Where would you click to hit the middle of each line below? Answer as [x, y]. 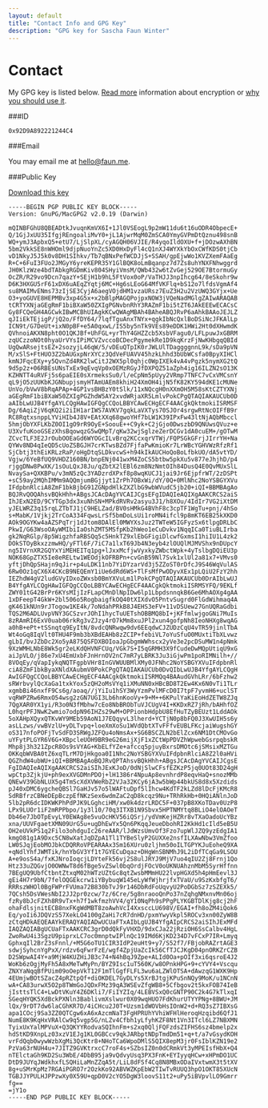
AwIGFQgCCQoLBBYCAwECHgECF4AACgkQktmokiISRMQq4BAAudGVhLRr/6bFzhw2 [123, 677]
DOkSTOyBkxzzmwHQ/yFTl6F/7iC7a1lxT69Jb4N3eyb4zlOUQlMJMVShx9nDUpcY [123, 544]
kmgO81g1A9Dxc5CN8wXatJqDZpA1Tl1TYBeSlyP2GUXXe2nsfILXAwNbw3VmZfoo [123, 838]
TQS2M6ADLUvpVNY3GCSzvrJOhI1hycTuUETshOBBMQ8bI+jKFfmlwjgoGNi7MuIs [123, 614]
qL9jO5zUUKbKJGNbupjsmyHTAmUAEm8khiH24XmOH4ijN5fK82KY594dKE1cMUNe [123, 383]
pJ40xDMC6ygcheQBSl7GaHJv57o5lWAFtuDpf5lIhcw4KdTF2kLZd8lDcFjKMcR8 [123, 789]
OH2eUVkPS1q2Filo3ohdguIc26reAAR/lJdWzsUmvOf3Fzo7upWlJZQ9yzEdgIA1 [123, 831]
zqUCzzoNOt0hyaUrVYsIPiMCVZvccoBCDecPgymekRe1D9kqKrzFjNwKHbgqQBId [123, 340]
